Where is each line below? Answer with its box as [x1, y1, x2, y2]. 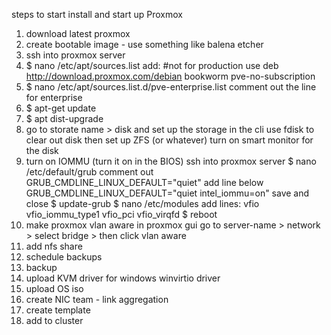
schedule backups [25, 251, 103, 263]
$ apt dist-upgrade [25, 113, 104, 124]
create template [25, 304, 91, 316]
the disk [25, 145, 59, 156]
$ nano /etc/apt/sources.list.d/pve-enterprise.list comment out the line [25, 81, 317, 93]
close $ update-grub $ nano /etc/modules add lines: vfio [25, 198, 260, 209]
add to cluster [25, 315, 84, 326]
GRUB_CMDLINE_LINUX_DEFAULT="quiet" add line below [25, 177, 264, 188]
